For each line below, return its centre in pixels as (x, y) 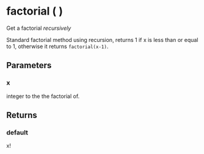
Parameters (29, 65)
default (17, 132)
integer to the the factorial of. (43, 96)
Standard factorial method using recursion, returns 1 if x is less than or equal (102, 40)
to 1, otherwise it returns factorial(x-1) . (57, 46)
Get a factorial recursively (39, 28)
